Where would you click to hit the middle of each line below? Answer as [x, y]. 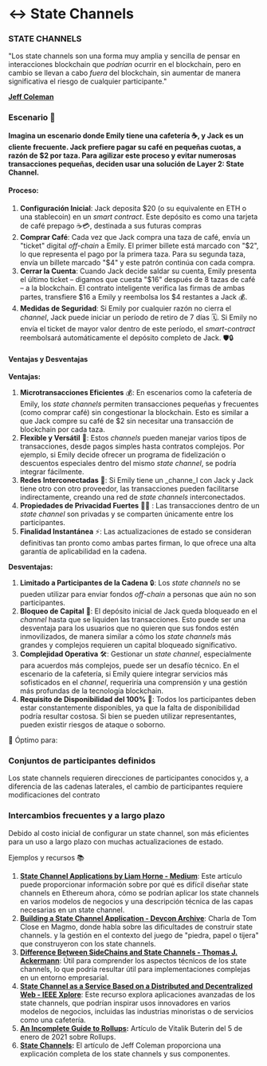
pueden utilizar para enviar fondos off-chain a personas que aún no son [138, 594]
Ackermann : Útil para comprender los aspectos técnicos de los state [133, 960]
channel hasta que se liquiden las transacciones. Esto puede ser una [132, 620]
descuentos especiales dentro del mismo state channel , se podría [128, 464]
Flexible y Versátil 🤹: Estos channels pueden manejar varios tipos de [133, 438]
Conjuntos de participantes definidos [82, 761]
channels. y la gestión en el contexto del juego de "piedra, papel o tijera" [139, 935]
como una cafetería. [53, 1020]
